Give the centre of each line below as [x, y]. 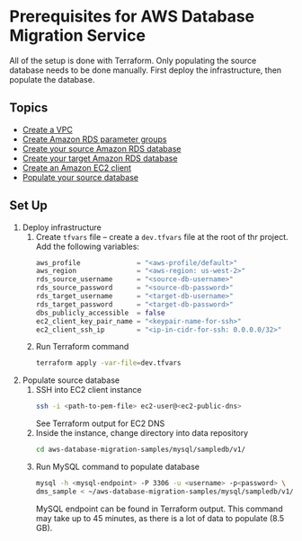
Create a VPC [48, 129]
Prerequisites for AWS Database [132, 17]
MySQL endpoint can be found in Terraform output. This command [159, 509]
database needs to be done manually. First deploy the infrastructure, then [146, 70]
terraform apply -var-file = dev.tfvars [108, 363]
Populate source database [71, 380]
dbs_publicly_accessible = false [100, 313]
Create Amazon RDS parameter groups [94, 139]
